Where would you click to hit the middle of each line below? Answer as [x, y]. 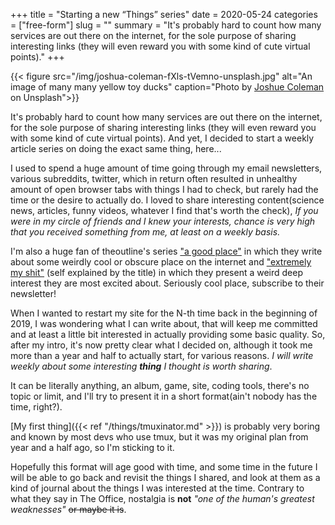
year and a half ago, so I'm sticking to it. [92, 447]
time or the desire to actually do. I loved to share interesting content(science [167, 200]
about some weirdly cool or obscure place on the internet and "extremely [161, 262]
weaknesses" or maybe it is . [68, 509]
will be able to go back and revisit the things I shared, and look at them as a [165, 477]
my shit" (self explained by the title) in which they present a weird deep [157, 272]
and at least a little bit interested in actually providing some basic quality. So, [168, 334]
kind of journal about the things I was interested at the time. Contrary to [157, 488]
